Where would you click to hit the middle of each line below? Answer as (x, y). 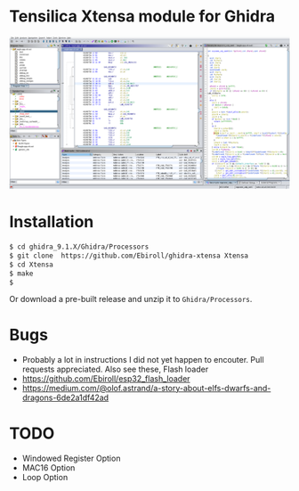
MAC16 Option (48, 467)
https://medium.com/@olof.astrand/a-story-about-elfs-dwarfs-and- (146, 388)
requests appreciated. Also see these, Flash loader (115, 369)
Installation (52, 222)
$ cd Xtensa (31, 265)
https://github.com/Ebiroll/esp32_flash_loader (106, 378)
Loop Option (45, 477)
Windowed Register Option (71, 458)
